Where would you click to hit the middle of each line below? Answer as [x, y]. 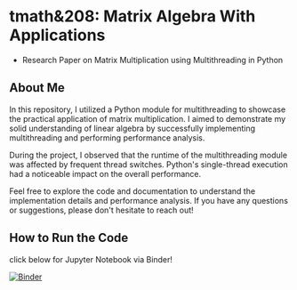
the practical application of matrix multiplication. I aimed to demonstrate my [148, 118]
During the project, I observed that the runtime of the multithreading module [148, 155]
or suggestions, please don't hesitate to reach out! [101, 210]
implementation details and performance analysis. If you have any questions [149, 200]
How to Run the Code [69, 238]
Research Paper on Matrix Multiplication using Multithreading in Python [153, 60]
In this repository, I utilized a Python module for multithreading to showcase [148, 109]
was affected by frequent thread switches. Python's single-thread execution [149, 164]
